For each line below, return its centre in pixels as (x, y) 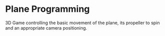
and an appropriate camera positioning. (46, 28)
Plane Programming (47, 9)
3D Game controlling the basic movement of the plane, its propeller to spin (82, 23)
